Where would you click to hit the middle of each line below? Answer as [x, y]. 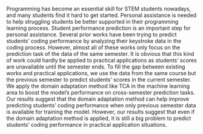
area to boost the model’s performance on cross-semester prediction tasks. [101, 92]
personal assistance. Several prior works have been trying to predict [92, 35]
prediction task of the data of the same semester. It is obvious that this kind [100, 54]
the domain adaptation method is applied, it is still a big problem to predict [99, 118]
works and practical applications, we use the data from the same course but [101, 73]
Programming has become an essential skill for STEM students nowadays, [99, 9]
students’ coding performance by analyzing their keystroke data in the [94, 41]
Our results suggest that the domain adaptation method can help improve [98, 99]
